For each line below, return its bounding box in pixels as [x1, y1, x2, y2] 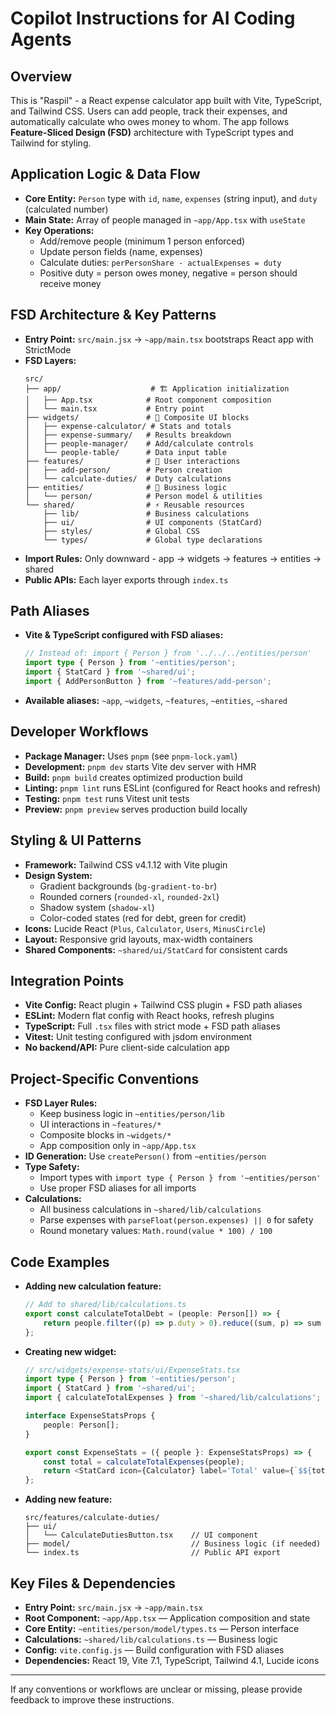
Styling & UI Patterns [10, 832, 142, 849]
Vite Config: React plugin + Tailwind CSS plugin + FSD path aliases [24, 999, 303, 1011]
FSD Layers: [24, 354, 77, 366]
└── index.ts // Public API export [24, 1548, 281, 1558]
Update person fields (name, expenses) [39, 245, 203, 257]
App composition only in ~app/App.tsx [39, 1140, 197, 1152]
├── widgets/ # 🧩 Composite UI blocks [24, 412, 250, 422]
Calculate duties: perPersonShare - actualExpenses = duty [39, 256, 282, 268]
